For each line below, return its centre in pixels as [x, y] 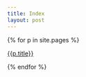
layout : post [26, 20]
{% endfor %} [27, 67]
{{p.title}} [20, 53]
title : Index [26, 14]
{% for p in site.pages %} [43, 40]
